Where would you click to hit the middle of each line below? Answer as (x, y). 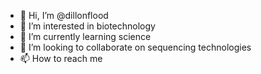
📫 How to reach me (61, 58)
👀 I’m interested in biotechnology (87, 26)
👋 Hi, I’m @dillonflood (64, 15)
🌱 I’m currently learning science (85, 36)
